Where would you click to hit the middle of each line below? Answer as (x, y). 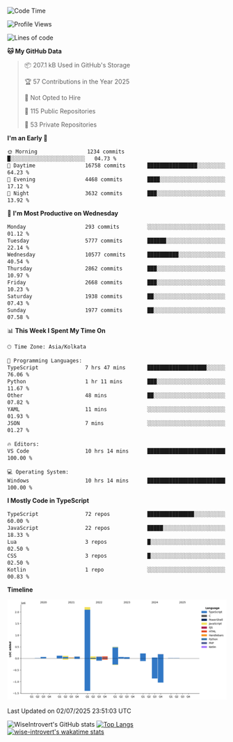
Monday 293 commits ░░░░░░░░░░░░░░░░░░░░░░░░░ (116, 227)
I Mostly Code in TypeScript (48, 500)
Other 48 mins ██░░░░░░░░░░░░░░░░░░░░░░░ (116, 396)
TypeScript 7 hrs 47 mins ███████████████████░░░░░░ (116, 368)
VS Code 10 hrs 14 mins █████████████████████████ (116, 451)
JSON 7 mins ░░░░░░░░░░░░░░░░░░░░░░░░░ (116, 424)
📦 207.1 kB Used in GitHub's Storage (77, 65)
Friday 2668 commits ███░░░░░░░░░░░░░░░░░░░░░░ (116, 282)
